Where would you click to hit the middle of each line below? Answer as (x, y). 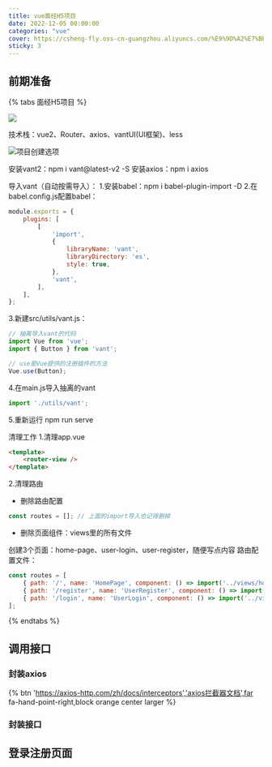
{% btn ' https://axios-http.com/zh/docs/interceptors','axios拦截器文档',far (131, 693)
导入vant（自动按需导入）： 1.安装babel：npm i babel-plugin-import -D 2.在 (133, 186)
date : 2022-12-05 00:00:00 (54, 24)
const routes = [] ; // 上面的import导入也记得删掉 (89, 516)
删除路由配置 (41, 501)
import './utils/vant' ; (49, 403)
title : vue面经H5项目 (42, 16)
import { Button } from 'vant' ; (63, 349)
